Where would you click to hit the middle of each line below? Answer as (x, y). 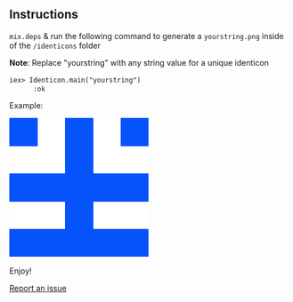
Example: (26, 105)
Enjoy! (21, 271)
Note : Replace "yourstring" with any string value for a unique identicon (139, 62)
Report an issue (38, 288)
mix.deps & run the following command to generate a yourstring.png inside (146, 36)
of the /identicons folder (55, 45)
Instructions (44, 15)
